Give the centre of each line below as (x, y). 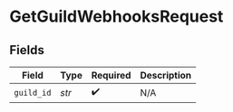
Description (166, 75)
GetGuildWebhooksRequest (116, 17)
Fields (27, 50)
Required (111, 75)
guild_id (33, 93)
